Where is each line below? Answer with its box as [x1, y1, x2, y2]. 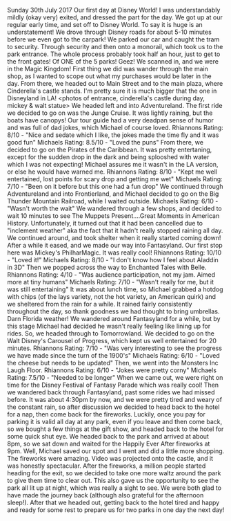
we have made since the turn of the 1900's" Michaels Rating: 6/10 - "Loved [7, 351, 221, 359]
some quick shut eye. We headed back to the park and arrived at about [7, 432, 209, 440]
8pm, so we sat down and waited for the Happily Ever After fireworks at [7, 439, 210, 448]
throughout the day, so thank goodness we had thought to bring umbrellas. [7, 307, 220, 316]
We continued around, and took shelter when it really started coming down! [7, 234, 221, 241]
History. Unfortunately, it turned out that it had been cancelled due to [7, 219, 203, 227]
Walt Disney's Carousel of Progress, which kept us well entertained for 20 [7, 337, 217, 345]
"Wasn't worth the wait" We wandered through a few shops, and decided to [7, 204, 222, 212]
